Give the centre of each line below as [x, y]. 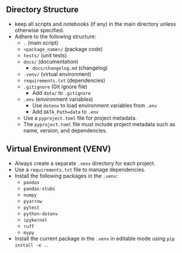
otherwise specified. [39, 30]
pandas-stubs [39, 189]
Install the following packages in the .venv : [66, 176]
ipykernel [36, 220]
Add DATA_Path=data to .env [65, 111]
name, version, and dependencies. [65, 130]
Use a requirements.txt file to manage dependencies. [80, 169]
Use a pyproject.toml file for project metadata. [80, 118]
